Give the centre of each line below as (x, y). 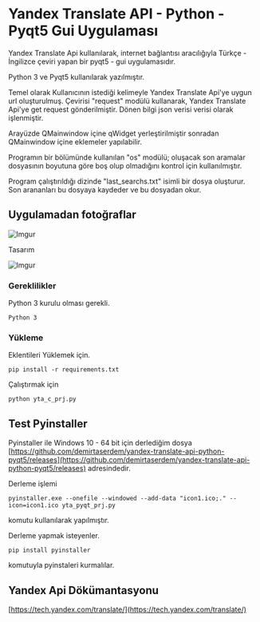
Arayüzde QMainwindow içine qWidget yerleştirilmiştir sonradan (114, 133)
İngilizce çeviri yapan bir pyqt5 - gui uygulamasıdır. (92, 61)
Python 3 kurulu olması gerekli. (59, 303)
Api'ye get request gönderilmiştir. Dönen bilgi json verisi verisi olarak (121, 109)
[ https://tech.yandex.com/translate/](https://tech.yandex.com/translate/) (128, 609)
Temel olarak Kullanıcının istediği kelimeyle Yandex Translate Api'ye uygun (130, 92)
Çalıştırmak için (33, 385)
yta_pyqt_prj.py (89, 505)
